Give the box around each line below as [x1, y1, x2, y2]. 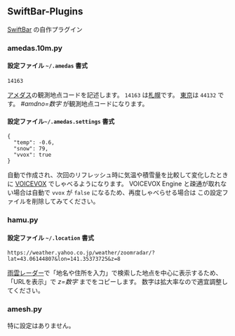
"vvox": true [13, 151, 52, 159]
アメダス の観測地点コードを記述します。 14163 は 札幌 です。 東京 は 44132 [7, 91, 216, 99]
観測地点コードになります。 [69, 99, 149, 108]
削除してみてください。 [31, 197, 100, 206]
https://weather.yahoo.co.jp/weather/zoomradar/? [7, 250, 156, 257]
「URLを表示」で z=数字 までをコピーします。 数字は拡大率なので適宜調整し [7, 278, 228, 286]
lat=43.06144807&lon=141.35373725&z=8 [7, 256, 121, 263]
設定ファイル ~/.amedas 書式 [7, 61, 88, 70]
